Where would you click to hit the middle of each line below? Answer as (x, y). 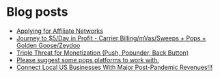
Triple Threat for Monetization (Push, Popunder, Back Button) (102, 53)
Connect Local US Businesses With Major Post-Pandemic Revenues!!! (114, 67)
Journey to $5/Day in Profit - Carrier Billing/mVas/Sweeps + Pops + (111, 38)
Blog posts (37, 12)
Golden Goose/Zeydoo (48, 45)
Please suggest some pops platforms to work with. (88, 60)
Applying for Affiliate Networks (60, 31)
